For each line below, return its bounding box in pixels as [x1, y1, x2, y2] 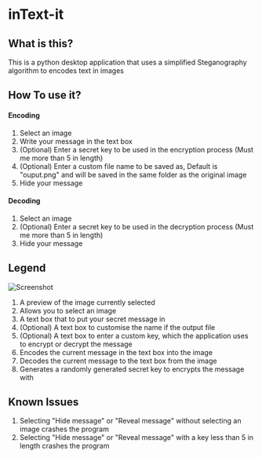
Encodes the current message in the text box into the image [19, 347, 213, 357]
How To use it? [8, 89, 82, 102]
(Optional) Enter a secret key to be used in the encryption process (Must [19, 145, 253, 154]
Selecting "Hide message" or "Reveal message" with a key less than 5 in [19, 433, 253, 442]
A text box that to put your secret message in [19, 314, 166, 324]
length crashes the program [19, 442, 110, 451]
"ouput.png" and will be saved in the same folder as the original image [19, 170, 247, 179]
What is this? [8, 37, 74, 50]
